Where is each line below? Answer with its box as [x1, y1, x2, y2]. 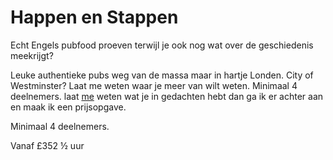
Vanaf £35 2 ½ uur [10, 139, 85, 151]
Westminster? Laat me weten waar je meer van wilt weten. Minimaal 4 [10, 79, 298, 91]
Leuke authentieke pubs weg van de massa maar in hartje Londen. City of [10, 69, 314, 81]
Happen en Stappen [10, 6, 179, 29]
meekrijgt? [10, 49, 54, 61]
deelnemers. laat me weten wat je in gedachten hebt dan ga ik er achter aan [10, 90, 324, 102]
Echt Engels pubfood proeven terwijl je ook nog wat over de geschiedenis [10, 39, 314, 51]
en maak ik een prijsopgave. [10, 101, 127, 113]
